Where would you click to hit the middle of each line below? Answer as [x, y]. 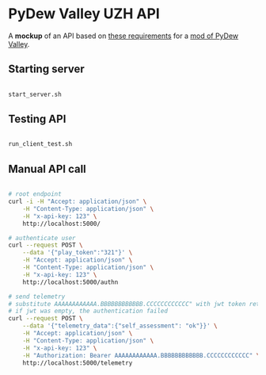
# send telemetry [37, 297]
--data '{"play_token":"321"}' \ [78, 253]
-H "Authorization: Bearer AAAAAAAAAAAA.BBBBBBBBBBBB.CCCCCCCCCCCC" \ [141, 355]
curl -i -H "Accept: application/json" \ [78, 201]
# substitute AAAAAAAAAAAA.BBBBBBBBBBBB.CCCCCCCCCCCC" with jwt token [127, 304]
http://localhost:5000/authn [70, 282]
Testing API [37, 119]
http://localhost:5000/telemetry [78, 363]
